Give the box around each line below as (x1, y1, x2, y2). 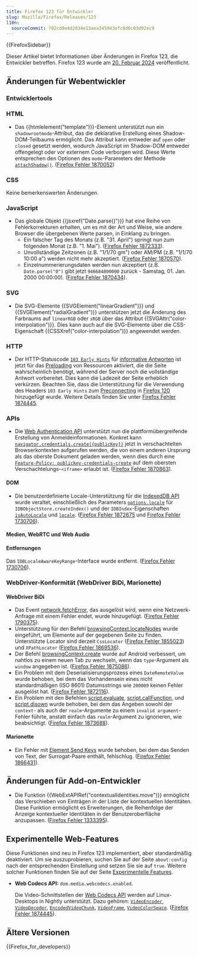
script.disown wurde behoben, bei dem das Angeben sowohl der (14, 700, 173, 708)
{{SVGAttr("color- (144, 315, 187, 322)
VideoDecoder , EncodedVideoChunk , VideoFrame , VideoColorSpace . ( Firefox (14, 904, 189, 911)
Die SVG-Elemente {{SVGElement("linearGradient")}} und (14, 302, 155, 309)
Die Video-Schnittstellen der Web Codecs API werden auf (14, 892, 155, 899)
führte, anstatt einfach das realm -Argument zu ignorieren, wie (31, 713, 182, 721)
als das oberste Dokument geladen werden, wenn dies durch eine (14, 453, 175, 460)
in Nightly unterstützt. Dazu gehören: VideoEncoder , (39, 897, 164, 905)
